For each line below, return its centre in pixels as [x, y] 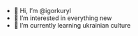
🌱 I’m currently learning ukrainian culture [72, 25]
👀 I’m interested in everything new [63, 18]
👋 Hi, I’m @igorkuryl [43, 11]
